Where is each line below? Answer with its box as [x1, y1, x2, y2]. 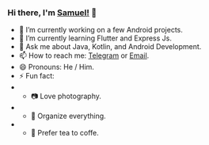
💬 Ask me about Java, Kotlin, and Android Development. [18, 42, 202, 52]
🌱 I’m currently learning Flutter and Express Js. [18, 33, 172, 43]
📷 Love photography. [30, 91, 102, 101]
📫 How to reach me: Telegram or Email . [18, 51, 150, 60]
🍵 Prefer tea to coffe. [30, 128, 100, 138]
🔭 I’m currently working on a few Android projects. [18, 25, 184, 35]
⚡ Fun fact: [18, 71, 55, 81]
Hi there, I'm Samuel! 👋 [7, 7, 97, 18]
